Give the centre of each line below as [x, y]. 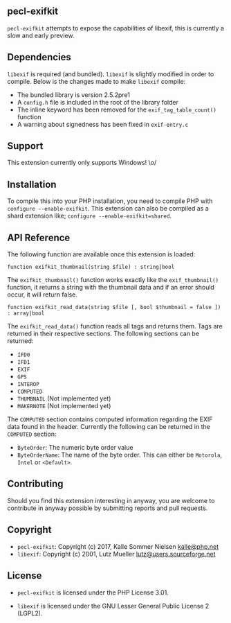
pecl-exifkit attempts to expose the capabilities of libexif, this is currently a [116, 28]
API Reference [39, 237]
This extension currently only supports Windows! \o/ [82, 163]
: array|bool [26, 314]
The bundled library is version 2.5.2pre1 [73, 95]
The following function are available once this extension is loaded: [101, 254]
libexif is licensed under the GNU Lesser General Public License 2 [113, 606]
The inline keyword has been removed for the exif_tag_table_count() [117, 109]
